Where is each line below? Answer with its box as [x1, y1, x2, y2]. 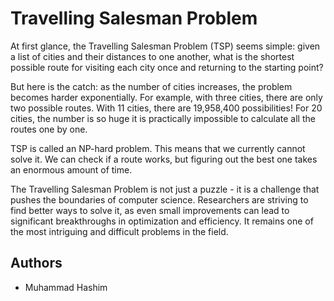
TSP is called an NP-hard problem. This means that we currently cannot [10, 142, 306, 154]
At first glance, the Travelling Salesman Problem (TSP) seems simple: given [10, 40, 321, 52]
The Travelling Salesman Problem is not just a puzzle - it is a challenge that [10, 183, 320, 195]
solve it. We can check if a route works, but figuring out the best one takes [10, 153, 318, 165]
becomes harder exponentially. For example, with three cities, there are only [10, 91, 323, 103]
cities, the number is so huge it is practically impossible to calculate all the [10, 112, 316, 124]
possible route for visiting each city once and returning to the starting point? [10, 61, 324, 73]
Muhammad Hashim [24, 281, 108, 293]
